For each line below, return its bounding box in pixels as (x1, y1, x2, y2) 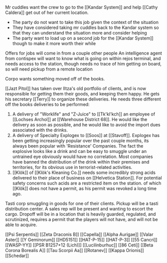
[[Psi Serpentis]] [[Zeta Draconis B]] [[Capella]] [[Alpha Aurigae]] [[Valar (5, 231, 154, 237)
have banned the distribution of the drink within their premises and (12, 159, 150, 164)
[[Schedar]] (5, 252, 29, 258)
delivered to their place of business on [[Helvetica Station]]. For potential (12, 175, 162, 180)
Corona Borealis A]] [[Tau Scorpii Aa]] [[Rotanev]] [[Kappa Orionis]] (5, 247, 144, 253)
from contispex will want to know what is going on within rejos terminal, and (5, 55, 161, 61)
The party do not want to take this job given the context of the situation (12, 19, 159, 25)
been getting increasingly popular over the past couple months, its (12, 137, 149, 143)
